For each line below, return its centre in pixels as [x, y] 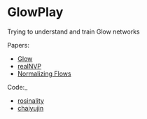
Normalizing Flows [44, 73]
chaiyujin [30, 108]
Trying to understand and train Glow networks [73, 31]
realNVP [29, 66]
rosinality [30, 100]
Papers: [19, 45]
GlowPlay [35, 12]
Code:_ [17, 87]
